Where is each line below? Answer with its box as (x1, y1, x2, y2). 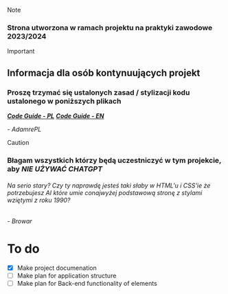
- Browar (7, 217, 32, 225)
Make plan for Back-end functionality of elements (16, 280, 158, 288)
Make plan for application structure (16, 271, 117, 280)
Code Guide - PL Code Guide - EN (7, 111, 104, 120)
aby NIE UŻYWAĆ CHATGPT (7, 164, 103, 174)
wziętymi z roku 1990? (7, 196, 71, 204)
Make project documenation (16, 264, 98, 272)
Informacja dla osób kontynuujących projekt (7, 67, 201, 78)
